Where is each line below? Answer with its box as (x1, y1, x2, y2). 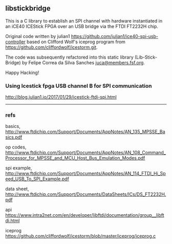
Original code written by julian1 (5, 33, 70, 39)
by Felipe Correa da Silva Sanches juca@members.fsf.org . (22, 59, 145, 66)
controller (5, 39, 26, 45)
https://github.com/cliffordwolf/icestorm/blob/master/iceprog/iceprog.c (5, 233, 156, 239)
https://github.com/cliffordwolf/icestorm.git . (5, 44, 98, 50)
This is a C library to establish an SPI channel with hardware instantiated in (5, 17, 163, 24)
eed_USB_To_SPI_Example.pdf (5, 176, 69, 182)
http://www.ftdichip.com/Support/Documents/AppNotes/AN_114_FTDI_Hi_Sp (5, 171, 166, 177)
